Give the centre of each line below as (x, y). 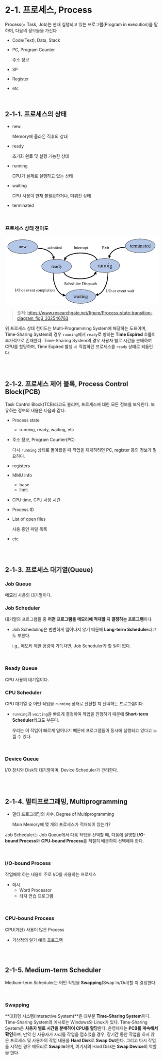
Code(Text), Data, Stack (36, 40)
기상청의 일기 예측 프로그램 (37, 940)
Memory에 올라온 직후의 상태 (40, 136)
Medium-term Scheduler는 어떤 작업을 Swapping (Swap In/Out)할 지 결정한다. (81, 982)
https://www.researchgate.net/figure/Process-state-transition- (90, 312)
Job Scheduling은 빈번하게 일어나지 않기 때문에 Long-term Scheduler (80, 630)
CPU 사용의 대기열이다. (27, 679)
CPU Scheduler (24, 693)
